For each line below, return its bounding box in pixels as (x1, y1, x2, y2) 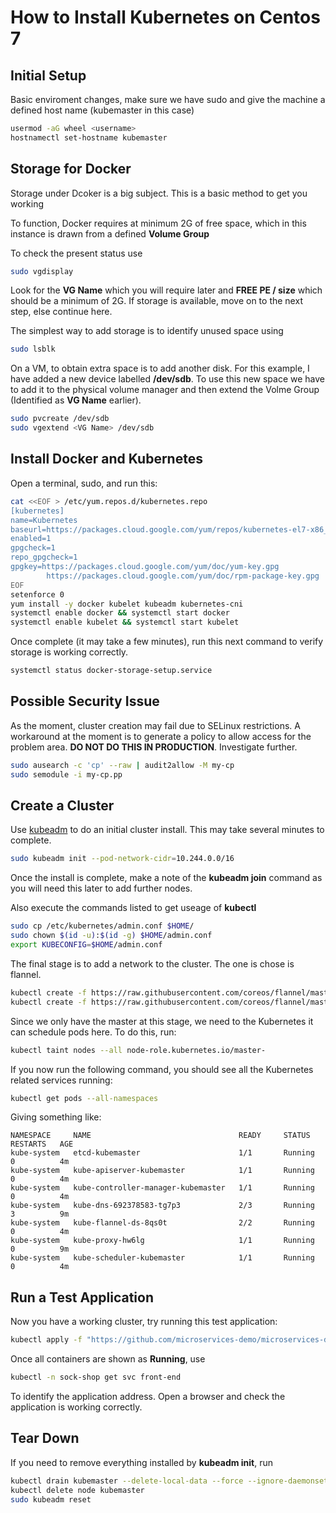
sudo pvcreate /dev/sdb (10, 414, 110, 424)
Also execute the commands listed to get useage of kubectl (10, 902, 257, 914)
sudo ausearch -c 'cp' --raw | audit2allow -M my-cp (10, 760, 235, 770)
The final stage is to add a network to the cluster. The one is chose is (10, 957, 295, 970)
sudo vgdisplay (10, 266, 74, 276)
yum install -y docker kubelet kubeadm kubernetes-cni (10, 599, 244, 609)
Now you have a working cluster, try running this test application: (10, 1316, 278, 1328)
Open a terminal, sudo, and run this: (10, 477, 158, 489)
